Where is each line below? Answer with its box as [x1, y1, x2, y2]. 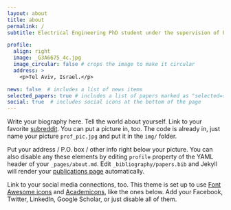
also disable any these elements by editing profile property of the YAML [7, 152, 214, 161]
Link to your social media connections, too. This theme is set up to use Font [7, 180, 221, 189]
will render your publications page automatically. [7, 167, 145, 176]
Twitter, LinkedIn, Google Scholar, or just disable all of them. [7, 195, 177, 203]
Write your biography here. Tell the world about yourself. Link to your [7, 117, 203, 126]
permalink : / [7, 23, 45, 30]
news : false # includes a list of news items [7, 86, 143, 93]
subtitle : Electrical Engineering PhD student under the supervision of [7, 29, 220, 36]
